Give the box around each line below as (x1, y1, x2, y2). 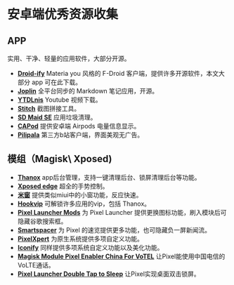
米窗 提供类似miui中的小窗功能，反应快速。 (17, 190, 143, 199)
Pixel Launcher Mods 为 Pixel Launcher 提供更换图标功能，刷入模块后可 (17, 208, 227, 216)
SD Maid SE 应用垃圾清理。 (17, 113, 97, 121)
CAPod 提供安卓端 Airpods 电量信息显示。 (17, 122, 141, 130)
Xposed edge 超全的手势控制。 (17, 182, 109, 190)
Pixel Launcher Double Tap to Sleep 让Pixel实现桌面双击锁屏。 (17, 270, 200, 278)
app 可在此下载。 (31, 78, 82, 86)
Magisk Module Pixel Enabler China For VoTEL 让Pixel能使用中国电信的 (17, 252, 226, 260)
